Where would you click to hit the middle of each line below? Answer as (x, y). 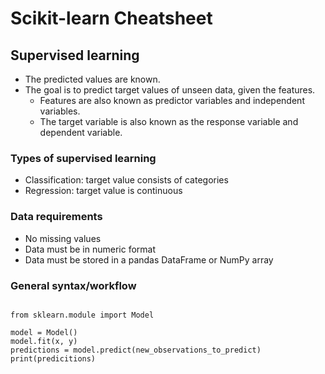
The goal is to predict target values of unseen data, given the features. (170, 90)
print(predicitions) (53, 358)
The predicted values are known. (92, 79)
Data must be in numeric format (90, 249)
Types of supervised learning (83, 158)
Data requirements (56, 217)
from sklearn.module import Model (82, 315)
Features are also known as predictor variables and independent (172, 100)
